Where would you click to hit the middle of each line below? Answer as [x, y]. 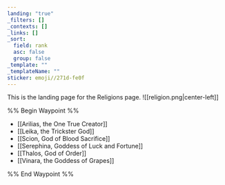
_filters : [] [26, 20]
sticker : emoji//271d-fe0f [46, 78]
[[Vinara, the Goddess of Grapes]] [66, 161]
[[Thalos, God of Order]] [52, 153]
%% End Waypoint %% [40, 174]
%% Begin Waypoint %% [43, 110]
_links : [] [23, 33]
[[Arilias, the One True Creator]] [62, 124]
